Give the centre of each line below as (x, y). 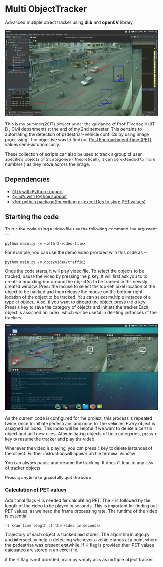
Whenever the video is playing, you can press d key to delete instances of (79, 448)
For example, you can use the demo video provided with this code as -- (76, 252)
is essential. (17, 516)
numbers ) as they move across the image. (48, 164)
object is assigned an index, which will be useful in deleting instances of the (81, 312)
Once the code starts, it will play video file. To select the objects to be (75, 271)
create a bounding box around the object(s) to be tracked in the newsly (76, 281)
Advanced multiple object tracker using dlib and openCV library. (70, 22)
